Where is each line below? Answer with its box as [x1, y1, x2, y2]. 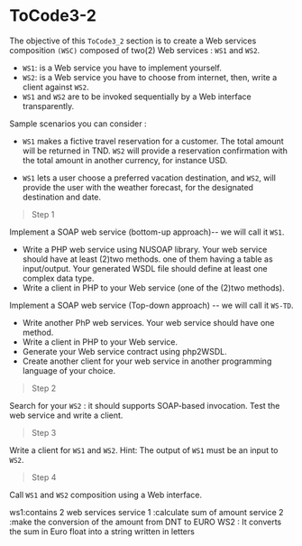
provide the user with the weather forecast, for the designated [22, 181, 254, 192]
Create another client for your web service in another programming [22, 356, 272, 366]
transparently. [22, 100, 75, 111]
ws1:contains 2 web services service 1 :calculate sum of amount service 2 [9, 506, 284, 517]
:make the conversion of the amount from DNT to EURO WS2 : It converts [9, 516, 282, 527]
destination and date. [22, 191, 102, 202]
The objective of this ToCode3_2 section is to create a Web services [9, 35, 257, 46]
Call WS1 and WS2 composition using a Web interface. [9, 489, 203, 500]
